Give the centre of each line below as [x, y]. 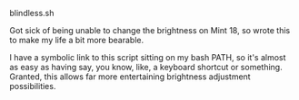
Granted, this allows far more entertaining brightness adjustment [130, 77]
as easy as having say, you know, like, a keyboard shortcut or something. [146, 67]
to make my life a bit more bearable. [76, 40]
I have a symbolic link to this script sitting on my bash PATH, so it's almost [148, 57]
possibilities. [33, 86]
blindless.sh [32, 13]
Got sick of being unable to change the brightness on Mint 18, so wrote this [150, 30]
